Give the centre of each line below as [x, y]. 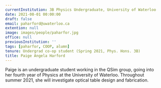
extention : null [22, 28]
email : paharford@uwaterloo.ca [37, 23]
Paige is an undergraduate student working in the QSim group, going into [80, 70]
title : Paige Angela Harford [35, 56]
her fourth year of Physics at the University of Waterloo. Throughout [75, 75]
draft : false [19, 19]
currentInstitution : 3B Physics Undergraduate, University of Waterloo [80, 10]
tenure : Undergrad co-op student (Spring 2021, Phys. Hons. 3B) [73, 51]
